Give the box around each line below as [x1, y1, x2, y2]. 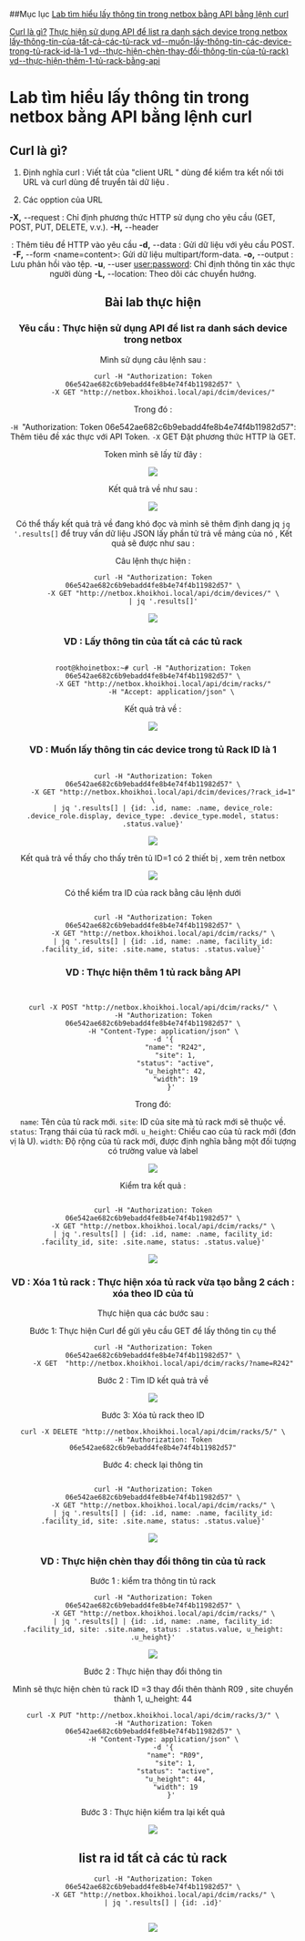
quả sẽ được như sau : [111, 538, 195, 549]
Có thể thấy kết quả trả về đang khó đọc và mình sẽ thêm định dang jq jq [15, 518, 290, 529]
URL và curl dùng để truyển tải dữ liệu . [22, 177, 170, 187]
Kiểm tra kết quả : [119, 1180, 187, 1191]
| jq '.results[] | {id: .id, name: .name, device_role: [53, 804, 274, 813]
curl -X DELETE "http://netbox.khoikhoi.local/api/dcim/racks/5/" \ [20, 1427, 286, 1436]
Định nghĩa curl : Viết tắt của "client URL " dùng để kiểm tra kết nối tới [22, 167, 284, 178]
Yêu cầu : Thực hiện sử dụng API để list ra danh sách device [18, 322, 288, 334]
